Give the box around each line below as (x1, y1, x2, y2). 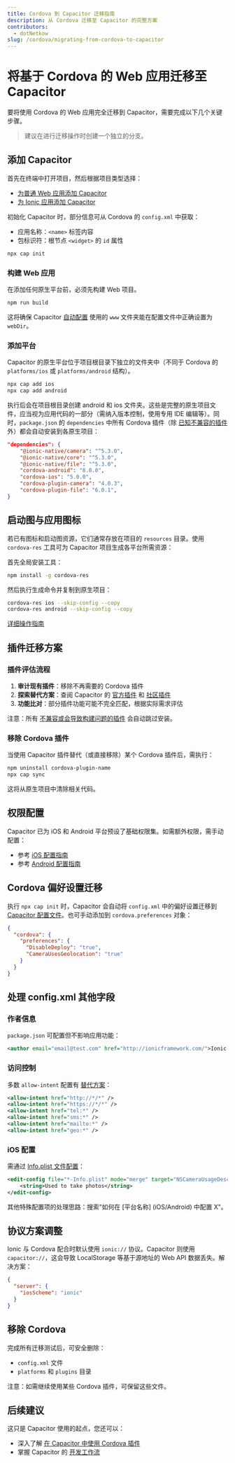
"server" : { (13, 1283, 49, 1290)
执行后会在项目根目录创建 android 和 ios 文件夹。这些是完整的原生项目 (7, 401, 211, 409)
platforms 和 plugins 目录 (17, 1367, 92, 1375)
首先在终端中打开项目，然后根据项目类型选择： (7, 174, 142, 182)
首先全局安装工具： (7, 557, 63, 566)
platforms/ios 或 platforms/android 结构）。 (7, 367, 134, 375)
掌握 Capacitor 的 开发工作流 (17, 1448, 100, 1457)
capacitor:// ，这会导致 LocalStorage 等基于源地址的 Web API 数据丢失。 (7, 1254, 219, 1262)
